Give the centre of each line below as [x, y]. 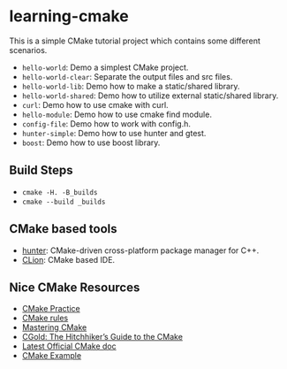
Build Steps [41, 170]
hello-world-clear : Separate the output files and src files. [127, 76]
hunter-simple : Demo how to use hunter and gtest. [114, 133]
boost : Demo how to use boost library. [91, 142]
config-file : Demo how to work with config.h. [106, 123]
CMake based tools [63, 229]
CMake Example [52, 356]
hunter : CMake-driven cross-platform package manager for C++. [140, 250]
